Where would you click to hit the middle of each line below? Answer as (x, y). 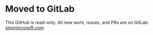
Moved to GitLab (40, 9)
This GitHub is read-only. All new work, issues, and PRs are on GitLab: (77, 22)
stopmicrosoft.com (24, 27)
